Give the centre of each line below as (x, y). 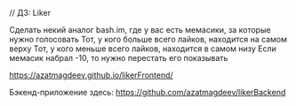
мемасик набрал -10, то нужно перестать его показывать (119, 58)
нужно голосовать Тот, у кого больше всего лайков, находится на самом (148, 39)
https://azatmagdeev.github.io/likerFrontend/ (91, 75)
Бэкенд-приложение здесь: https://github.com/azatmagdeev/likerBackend (148, 92)
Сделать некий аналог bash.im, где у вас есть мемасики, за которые (140, 30)
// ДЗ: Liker (30, 13)
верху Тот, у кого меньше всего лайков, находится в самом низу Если (143, 49)
